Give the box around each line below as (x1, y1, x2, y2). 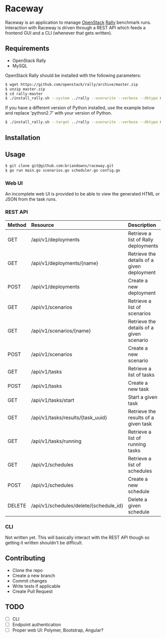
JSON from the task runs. (5, 196, 57, 202)
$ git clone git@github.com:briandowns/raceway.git (5, 163, 114, 169)
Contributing (5, 554, 45, 563)
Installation (5, 133, 41, 142)
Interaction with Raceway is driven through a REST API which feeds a (5, 24, 146, 30)
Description (127, 221, 157, 228)
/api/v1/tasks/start (31, 396, 75, 403)
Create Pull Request (12, 588, 53, 594)
